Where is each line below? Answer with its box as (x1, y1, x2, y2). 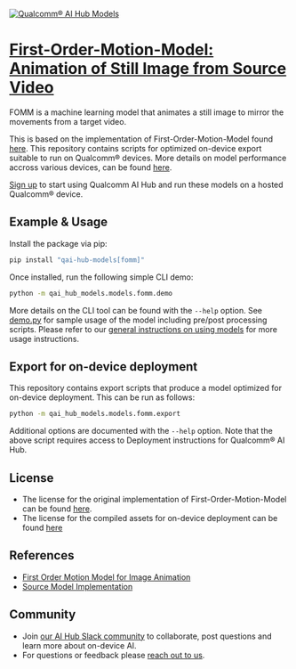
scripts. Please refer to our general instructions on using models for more (9, 323, 278, 334)
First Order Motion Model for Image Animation (21, 571, 191, 583)
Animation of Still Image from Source (9, 59, 287, 79)
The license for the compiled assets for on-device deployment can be (21, 513, 278, 523)
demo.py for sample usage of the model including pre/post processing (9, 314, 268, 325)
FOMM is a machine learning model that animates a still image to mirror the (9, 107, 284, 118)
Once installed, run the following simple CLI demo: (9, 272, 194, 282)
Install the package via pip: (9, 238, 108, 249)
